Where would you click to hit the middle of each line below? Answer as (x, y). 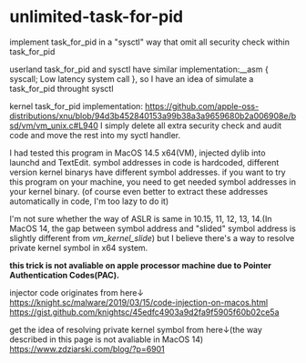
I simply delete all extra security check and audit (191, 126)
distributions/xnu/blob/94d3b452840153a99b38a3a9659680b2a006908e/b (153, 116)
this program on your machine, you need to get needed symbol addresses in (153, 181)
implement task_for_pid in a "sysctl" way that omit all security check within (149, 42)
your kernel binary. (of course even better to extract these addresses (139, 191)
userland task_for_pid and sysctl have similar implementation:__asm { (139, 69)
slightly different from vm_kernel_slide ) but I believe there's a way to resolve (152, 237)
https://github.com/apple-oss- (202, 106)
